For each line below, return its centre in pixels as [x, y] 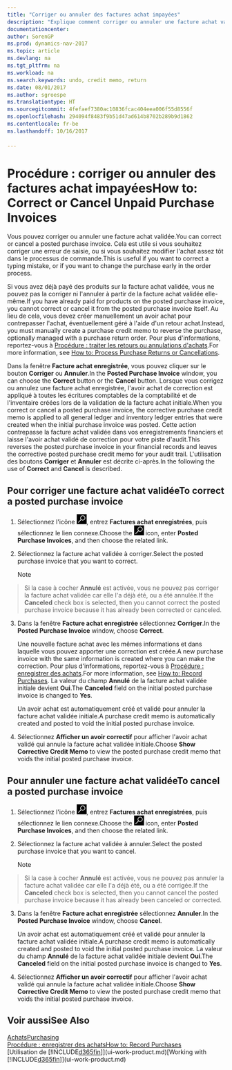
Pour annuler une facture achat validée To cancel [114, 781]
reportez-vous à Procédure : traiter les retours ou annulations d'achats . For [113, 345]
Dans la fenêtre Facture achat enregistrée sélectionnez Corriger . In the [118, 623]
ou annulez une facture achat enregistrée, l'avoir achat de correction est [110, 388]
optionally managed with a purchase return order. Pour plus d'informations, [114, 338]
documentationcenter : [38, 29]
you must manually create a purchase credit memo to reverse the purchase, [115, 331]
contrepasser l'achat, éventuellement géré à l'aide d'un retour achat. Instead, [116, 323]
